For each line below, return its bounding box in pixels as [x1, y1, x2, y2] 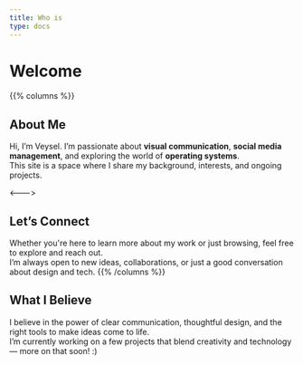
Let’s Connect [9, 214, 90, 229]
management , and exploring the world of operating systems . [9, 150, 240, 161]
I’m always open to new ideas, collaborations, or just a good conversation [9, 257, 283, 268]
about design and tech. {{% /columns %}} [9, 266, 166, 277]
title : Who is [9, 13, 63, 23]
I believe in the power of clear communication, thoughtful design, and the [9, 316, 282, 327]
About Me [9, 117, 66, 132]
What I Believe [9, 293, 92, 308]
